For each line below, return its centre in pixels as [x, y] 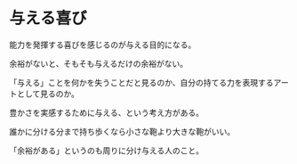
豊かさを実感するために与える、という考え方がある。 [107, 112]
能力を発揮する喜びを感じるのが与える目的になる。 [103, 45]
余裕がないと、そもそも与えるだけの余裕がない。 [99, 63]
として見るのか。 [48, 94]
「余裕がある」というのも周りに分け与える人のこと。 [107, 150]
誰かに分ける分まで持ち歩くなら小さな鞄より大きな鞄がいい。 [122, 131]
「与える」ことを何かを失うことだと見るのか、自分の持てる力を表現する [141, 82]
